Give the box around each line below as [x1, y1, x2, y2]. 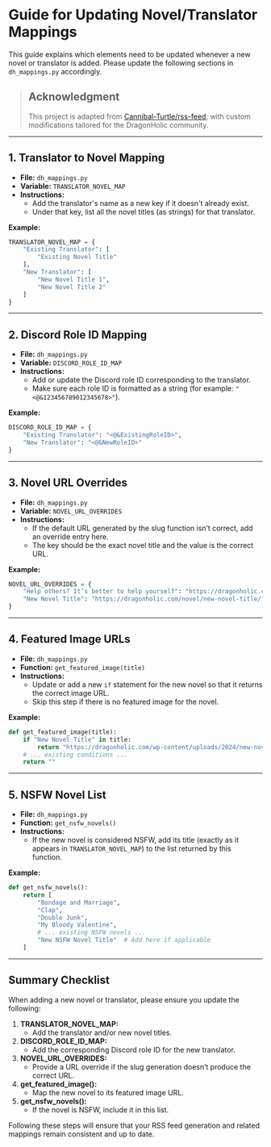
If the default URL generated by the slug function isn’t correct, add [31, 523, 253, 533]
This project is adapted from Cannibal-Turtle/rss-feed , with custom [27, 111, 252, 121]
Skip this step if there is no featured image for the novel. [31, 697, 219, 706]
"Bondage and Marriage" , [37, 898, 121, 906]
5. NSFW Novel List [8, 788, 106, 802]
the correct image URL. [31, 688, 110, 697]
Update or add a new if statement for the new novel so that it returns [31, 680, 263, 689]
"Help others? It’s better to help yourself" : [23, 588, 182, 596]
